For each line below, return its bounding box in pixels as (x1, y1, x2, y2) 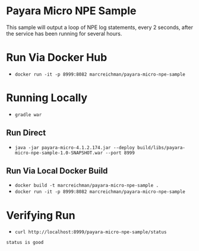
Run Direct (6, 128, 46, 138)
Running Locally (6, 91, 88, 105)
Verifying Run (6, 208, 75, 222)
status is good (6, 240, 44, 246)
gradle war (14, 111, 42, 118)
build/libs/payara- (137, 144, 185, 150)
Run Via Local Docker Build (6, 166, 108, 176)
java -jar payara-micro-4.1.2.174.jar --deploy (14, 144, 135, 150)
